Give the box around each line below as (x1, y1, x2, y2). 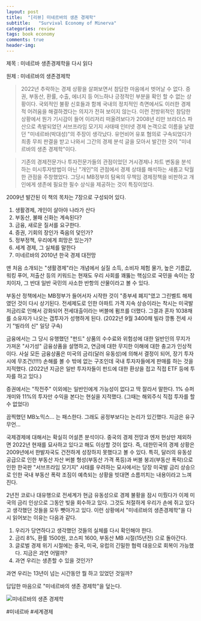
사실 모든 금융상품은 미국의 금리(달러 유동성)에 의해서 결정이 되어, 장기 (19, 350, 183, 357)
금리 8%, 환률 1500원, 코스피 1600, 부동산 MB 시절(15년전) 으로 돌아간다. (14, 534, 187, 542)
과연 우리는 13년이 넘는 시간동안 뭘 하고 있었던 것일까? (6, 569, 133, 576)
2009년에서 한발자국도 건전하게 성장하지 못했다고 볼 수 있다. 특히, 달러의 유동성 (6, 448, 192, 456)
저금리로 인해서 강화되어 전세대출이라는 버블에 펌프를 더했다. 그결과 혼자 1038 (6, 307, 188, 314)
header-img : (6, 43, 36, 49)
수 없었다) (6, 400, 29, 407)
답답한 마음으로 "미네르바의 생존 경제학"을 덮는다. (6, 582, 122, 590)
